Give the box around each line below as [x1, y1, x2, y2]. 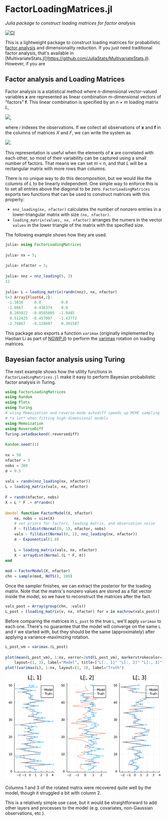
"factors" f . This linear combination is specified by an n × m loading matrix [5, 99, 158, 105]
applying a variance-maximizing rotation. [5, 634, 89, 640]
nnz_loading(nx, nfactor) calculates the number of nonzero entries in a [12, 206, 161, 212]
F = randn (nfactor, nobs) [5, 495, 59, 500]
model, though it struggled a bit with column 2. [5, 790, 101, 796]
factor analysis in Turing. [5, 379, 56, 385]
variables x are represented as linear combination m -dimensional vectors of [5, 93, 161, 99]
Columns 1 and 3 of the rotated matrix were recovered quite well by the [5, 785, 151, 791]
